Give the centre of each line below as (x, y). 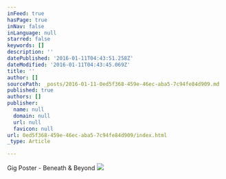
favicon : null (33, 129)
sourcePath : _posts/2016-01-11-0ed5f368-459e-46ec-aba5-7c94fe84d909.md (113, 84)
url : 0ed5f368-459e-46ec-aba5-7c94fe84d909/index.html (87, 135)
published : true (30, 90)
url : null (27, 122)
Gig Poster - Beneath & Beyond (51, 168)
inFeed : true (26, 13)
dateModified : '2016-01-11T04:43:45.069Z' (69, 65)
